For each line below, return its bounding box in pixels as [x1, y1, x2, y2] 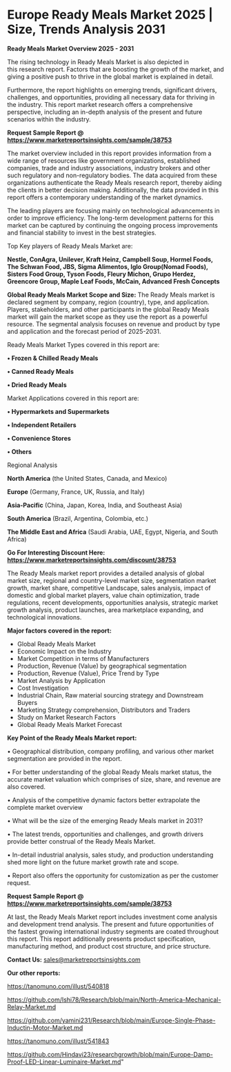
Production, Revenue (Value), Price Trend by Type [17, 669, 160, 677]
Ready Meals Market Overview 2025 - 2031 [7, 44, 134, 52]
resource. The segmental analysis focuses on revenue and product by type [7, 319, 221, 328]
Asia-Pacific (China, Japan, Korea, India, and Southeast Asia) [7, 501, 183, 509]
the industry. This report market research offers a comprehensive [7, 100, 193, 108]
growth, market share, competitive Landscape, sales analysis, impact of [7, 584, 212, 592]
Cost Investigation [17, 684, 69, 692]
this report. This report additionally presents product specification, [7, 935, 197, 943]
